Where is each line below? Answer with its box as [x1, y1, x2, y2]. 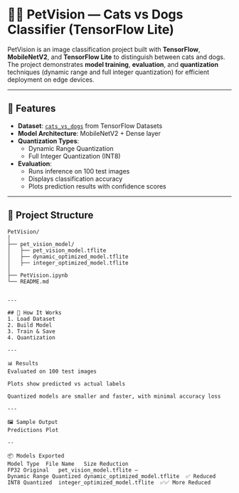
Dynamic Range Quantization [28, 144, 114, 152]
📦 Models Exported [7, 452, 65, 460]
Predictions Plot [7, 426, 59, 433]
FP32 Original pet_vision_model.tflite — [7, 466, 139, 474]
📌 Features [7, 102, 56, 115]
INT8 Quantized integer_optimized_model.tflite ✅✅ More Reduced [7, 479, 211, 486]
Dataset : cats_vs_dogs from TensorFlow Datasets [17, 121, 163, 130]
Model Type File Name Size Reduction [7, 460, 129, 467]
